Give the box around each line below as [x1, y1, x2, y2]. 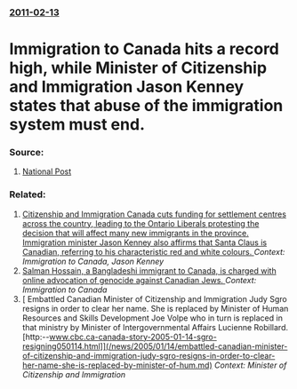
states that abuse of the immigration [9, 96, 284, 116]
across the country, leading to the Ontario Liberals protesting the [21, 218, 260, 228]
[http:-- [21, 331, 50, 342]
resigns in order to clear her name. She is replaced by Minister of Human [21, 303, 289, 314]
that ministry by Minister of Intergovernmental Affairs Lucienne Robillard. [21, 322, 289, 332]
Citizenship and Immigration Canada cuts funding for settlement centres [21, 209, 287, 219]
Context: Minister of [213, 360, 287, 370]
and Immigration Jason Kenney [9, 77, 245, 97]
